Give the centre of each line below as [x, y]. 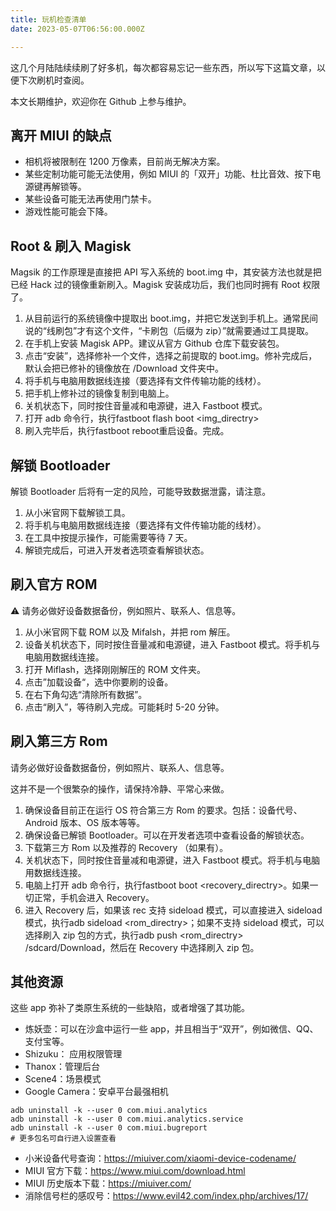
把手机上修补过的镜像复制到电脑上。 [99, 393]
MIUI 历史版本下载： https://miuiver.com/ [108, 1183]
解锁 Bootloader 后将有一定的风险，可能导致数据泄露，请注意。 [141, 491]
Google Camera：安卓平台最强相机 [96, 1092]
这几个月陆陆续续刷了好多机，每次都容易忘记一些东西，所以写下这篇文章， [163, 67]
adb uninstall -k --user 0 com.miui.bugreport [109, 1128]
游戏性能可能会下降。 [68, 212]
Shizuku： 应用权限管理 [73, 1054]
